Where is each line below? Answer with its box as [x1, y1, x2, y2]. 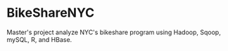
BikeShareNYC [6, 5, 95, 21]
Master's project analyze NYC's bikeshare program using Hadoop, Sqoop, [6, 28, 221, 36]
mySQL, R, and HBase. [6, 35, 72, 43]
